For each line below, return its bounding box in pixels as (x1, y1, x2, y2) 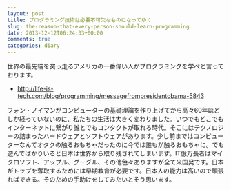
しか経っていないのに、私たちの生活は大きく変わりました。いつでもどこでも (7, 115, 224, 123)
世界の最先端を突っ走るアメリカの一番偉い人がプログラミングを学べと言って (7, 62, 224, 70)
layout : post (7, 10, 45, 17)
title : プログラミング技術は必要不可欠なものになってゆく (7, 17, 152, 23)
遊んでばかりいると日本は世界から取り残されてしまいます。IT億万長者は (7, 149, 212, 158)
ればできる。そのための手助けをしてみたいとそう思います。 (7, 175, 176, 183)
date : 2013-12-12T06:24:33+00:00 (7, 29, 103, 37)
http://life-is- (17, 84, 54, 93)
